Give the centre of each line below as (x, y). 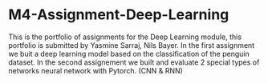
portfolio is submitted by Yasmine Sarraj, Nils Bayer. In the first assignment (132, 45)
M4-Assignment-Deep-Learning (119, 15)
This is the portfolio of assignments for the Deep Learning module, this (125, 37)
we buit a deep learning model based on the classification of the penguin (129, 53)
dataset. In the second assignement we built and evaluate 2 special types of (134, 62)
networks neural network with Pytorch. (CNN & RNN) (95, 70)
